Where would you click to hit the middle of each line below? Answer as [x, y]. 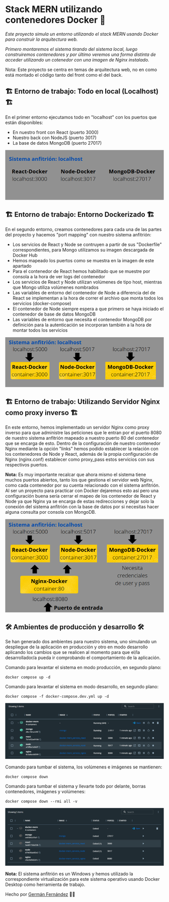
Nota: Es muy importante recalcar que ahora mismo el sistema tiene [76, 474]
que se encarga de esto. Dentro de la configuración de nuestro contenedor [83, 443]
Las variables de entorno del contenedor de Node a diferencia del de [84, 292]
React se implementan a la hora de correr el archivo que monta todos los [88, 298]
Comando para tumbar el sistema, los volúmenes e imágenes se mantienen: [84, 767]
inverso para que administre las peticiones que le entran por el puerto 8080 [83, 433]
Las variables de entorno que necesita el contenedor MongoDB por [82, 319]
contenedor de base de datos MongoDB [54, 314]
